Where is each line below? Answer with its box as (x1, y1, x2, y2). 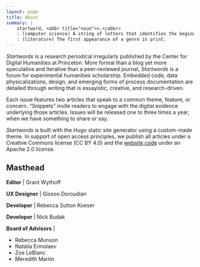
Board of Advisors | (6, 225, 55, 232)
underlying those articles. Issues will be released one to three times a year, (6, 108, 190, 116)
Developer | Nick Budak (6, 213, 65, 221)
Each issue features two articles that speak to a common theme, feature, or (6, 96, 190, 103)
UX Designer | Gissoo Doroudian (6, 190, 87, 197)
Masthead (6, 163, 45, 173)
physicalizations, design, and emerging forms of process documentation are (6, 78, 193, 85)
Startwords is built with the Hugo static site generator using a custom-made (6, 126, 192, 133)
